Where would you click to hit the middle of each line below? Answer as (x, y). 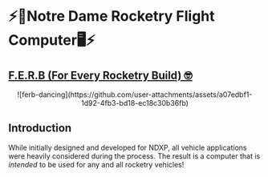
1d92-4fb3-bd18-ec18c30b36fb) (135, 103)
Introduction (40, 129)
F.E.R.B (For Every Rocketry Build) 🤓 (100, 75)
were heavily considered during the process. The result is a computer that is (134, 156)
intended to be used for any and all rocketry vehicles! (96, 164)
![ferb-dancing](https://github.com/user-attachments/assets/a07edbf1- (135, 95)
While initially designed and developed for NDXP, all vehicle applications (128, 147)
